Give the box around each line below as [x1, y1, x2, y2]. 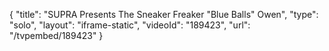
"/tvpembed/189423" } [9, 30, 104, 41]
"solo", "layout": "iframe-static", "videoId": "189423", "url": [9, 19, 251, 31]
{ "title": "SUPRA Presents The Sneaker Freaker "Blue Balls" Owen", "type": [9, 9, 319, 20]
